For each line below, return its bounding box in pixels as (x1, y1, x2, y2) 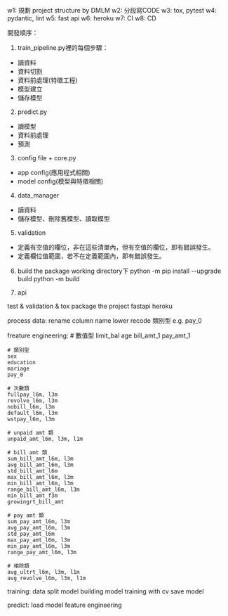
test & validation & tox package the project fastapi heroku (7, 302, 173, 310)
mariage (7, 365, 30, 372)
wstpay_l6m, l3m (7, 416, 55, 423)
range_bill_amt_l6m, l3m (7, 486, 80, 493)
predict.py (17, 108, 48, 116)
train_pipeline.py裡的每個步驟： (17, 44, 109, 51)
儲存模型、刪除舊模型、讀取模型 (17, 214, 110, 223)
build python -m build (17, 275, 80, 283)
